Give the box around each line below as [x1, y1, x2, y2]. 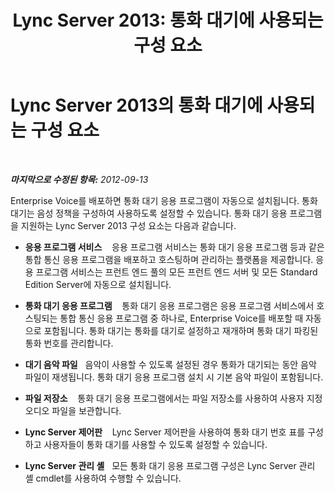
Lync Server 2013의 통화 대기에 [10, 94, 263, 117]
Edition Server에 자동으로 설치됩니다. [24, 278, 172, 290]
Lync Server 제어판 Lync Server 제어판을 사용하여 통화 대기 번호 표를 [24, 426, 306, 438]
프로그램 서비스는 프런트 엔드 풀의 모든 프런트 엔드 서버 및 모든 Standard [35, 266, 318, 278]
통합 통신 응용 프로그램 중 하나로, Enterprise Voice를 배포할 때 [59, 312, 304, 324]
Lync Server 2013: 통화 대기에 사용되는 [12, 9, 324, 32]
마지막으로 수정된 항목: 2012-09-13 [10, 173, 149, 185]
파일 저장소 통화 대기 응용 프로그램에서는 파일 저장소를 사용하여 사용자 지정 [24, 392, 323, 404]
